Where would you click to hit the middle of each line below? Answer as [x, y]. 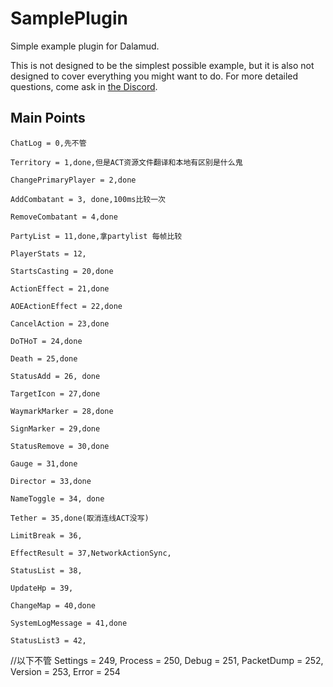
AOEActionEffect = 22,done [66, 306]
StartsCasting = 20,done [62, 271]
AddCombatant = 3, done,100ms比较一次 [88, 199]
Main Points [48, 118]
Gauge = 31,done [44, 463]
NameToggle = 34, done [57, 498]
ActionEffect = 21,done [60, 288]
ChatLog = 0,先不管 [48, 143]
